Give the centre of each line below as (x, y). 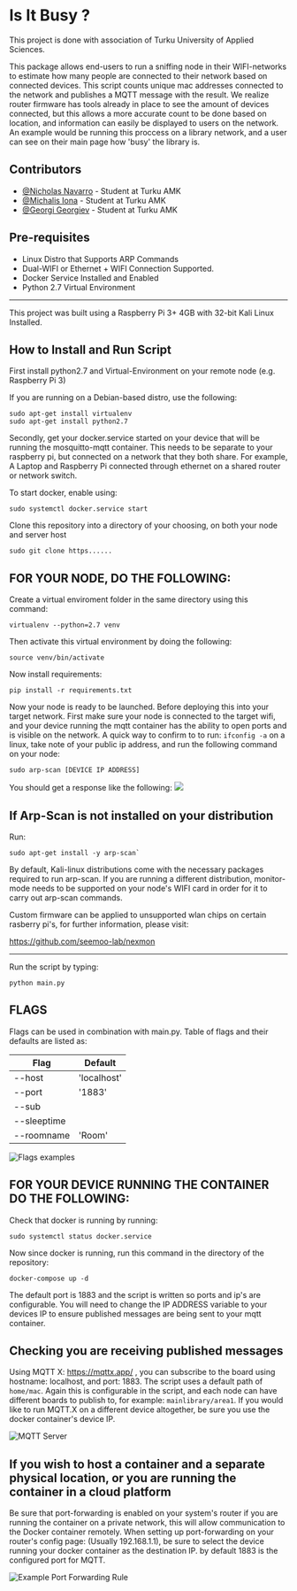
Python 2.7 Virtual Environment (78, 287)
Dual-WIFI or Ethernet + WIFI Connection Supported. (118, 268)
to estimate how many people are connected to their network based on (138, 75)
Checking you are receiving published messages (146, 1351)
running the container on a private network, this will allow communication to (147, 1523)
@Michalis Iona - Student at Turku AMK (94, 200)
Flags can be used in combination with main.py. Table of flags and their (139, 1031)
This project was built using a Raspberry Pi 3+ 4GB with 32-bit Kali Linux (141, 313)
